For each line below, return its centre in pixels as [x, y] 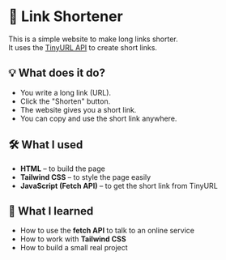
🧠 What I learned [51, 211]
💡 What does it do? [57, 73]
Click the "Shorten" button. [65, 101]
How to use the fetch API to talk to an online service [107, 231]
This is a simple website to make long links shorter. [93, 39]
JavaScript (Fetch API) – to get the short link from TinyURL [119, 185]
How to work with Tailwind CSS [73, 239]
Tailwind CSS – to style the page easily [85, 177]
